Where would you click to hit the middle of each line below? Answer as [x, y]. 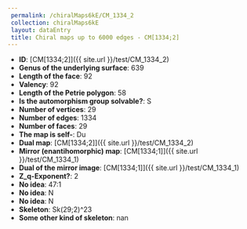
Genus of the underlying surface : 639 [81, 68]
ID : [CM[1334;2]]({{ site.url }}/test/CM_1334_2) [94, 60]
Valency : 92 [39, 85]
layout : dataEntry [41, 30]
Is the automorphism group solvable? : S [85, 101]
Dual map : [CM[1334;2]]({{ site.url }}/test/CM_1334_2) [106, 143]
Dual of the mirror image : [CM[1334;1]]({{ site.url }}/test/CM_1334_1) [129, 168]
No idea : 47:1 [40, 184]
